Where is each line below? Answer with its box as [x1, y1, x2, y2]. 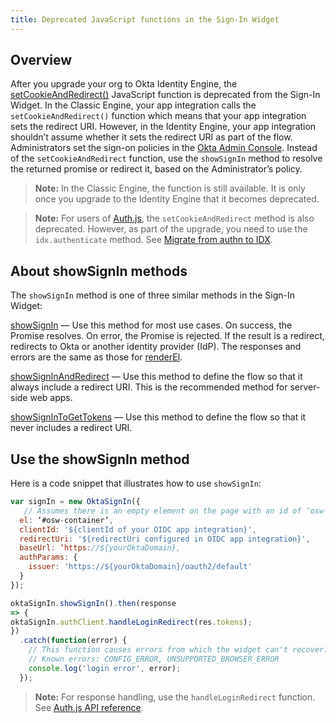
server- [289, 381, 321, 393]
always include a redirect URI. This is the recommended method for [10, 381, 288, 393]
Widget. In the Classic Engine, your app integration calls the [10, 99, 257, 111]
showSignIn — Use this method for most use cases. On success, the [10, 319, 293, 331]
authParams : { [19, 552, 78, 563]
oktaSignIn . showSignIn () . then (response [10, 598, 177, 608]
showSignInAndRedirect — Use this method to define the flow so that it [10, 371, 303, 383]
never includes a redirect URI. [10, 422, 133, 434]
